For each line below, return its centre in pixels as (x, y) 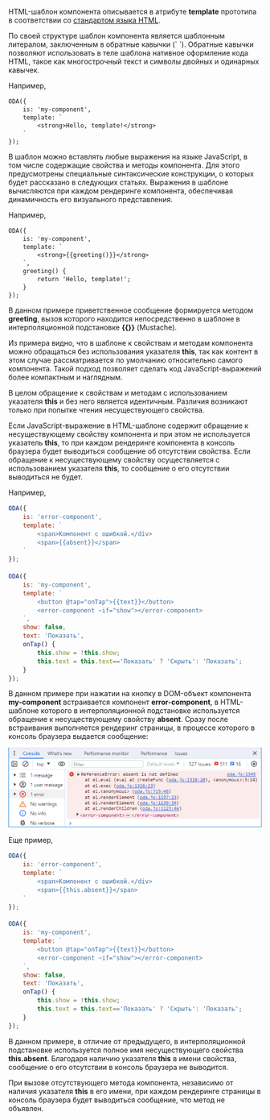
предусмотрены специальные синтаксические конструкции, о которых (131, 174)
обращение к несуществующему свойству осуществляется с (114, 460)
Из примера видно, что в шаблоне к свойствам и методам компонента (131, 343)
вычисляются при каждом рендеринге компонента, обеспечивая (121, 191)
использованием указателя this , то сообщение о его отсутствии (119, 468)
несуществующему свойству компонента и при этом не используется (129, 434)
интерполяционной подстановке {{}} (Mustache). (93, 327)
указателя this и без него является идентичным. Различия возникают (128, 401)
